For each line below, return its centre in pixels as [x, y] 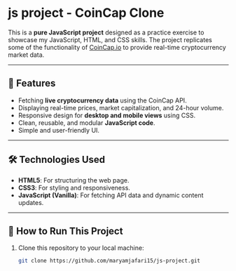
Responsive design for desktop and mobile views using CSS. [106, 115]
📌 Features [32, 83]
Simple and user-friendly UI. [59, 130]
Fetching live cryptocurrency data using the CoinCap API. [103, 100]
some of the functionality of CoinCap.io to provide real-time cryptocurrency [117, 47]
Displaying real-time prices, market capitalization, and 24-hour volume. [121, 107]
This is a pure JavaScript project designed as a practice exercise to [106, 32]
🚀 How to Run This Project [65, 231]
